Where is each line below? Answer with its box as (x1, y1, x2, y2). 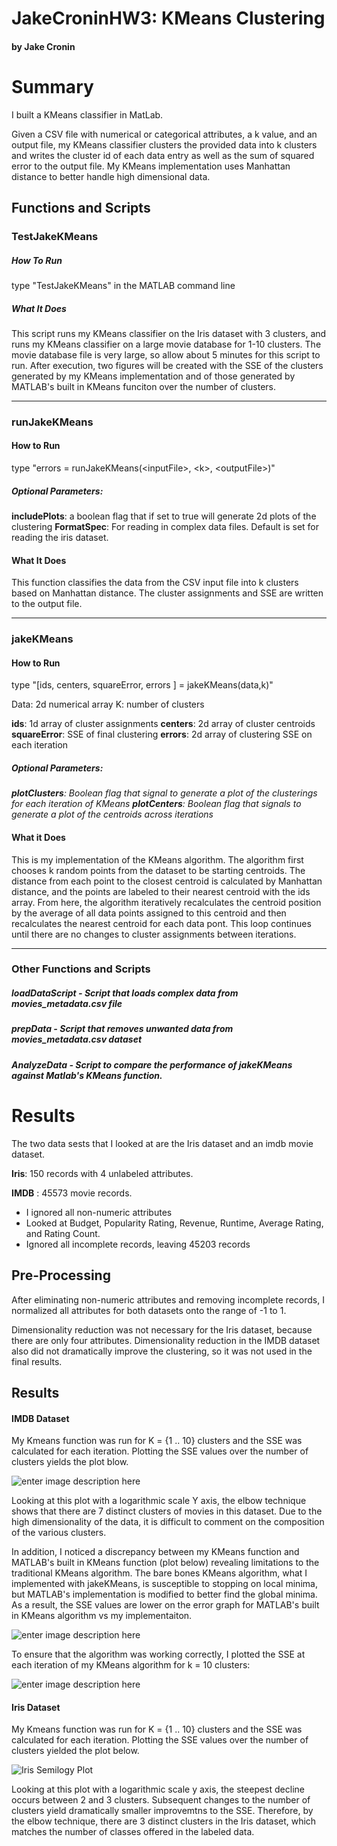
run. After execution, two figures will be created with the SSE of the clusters (11, 359, 324, 371)
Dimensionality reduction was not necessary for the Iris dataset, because (11, 1323, 313, 1336)
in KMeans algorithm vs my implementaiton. (11, 1610, 193, 1622)
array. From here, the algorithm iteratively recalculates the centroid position (11, 896, 322, 908)
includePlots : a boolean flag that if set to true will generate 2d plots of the (11, 510, 317, 522)
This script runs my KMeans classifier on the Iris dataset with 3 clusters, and (11, 327, 327, 339)
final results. (11, 1355, 63, 1367)
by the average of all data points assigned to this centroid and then (11, 907, 287, 919)
